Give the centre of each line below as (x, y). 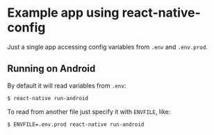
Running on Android (51, 69)
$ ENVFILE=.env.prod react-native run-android (76, 124)
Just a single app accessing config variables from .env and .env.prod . (108, 47)
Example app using (63, 13)
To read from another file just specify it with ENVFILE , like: (89, 111)
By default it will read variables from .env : (67, 86)
